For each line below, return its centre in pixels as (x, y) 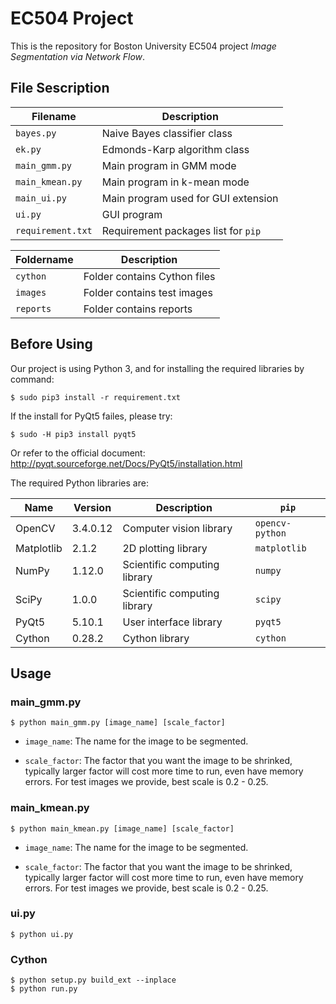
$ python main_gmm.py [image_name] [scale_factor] (118, 723)
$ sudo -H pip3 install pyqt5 (73, 434)
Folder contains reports (138, 309)
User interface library (172, 622)
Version (92, 507)
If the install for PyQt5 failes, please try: (91, 416)
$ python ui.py (42, 934)
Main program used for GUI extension (190, 198)
